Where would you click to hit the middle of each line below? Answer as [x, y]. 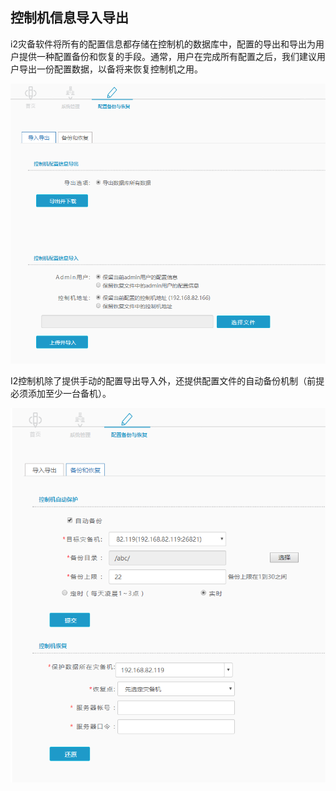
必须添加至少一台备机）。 [61, 393]
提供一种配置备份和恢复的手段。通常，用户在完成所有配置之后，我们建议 [167, 56]
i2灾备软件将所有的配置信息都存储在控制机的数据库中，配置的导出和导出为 [163, 44]
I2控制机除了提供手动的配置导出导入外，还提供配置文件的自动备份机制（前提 [167, 380]
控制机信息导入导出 [69, 18]
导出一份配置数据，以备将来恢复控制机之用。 [110, 69]
